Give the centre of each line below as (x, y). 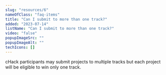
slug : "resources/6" (27, 10)
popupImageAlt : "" (25, 43)
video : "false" (21, 33)
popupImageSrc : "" (25, 38)
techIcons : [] (20, 47)
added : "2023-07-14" (27, 24)
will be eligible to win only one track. (43, 67)
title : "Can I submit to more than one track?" (56, 19)
